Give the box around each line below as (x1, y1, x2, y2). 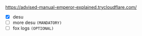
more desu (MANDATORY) (12, 19, 62, 25)
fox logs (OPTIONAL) (12, 25, 54, 31)
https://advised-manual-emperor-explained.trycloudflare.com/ (5, 4, 137, 10)
